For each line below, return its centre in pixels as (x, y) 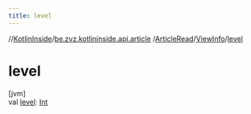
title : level (30, 16)
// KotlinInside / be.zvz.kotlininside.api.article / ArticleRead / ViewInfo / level (126, 39)
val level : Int (28, 102)
